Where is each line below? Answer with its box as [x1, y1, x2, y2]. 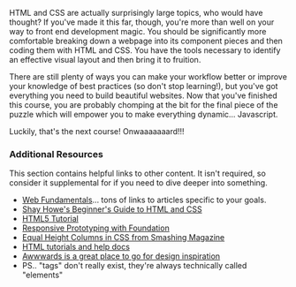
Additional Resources [9, 147, 103, 160]
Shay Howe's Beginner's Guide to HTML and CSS [21, 204, 202, 215]
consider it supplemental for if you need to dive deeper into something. [9, 177, 268, 188]
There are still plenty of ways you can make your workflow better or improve [9, 72, 287, 82]
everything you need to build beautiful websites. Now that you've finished [9, 90, 278, 101]
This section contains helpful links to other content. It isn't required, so [9, 168, 267, 179]
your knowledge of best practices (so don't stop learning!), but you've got [9, 81, 278, 91]
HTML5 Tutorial [21, 214, 80, 224]
